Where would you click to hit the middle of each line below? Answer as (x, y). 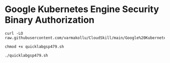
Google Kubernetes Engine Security (82, 9)
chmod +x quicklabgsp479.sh (35, 46)
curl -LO (14, 33)
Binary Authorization (50, 20)
